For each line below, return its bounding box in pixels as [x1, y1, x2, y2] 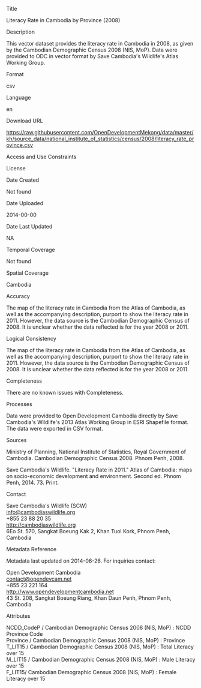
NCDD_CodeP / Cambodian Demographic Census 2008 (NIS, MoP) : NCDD [6, 624, 191, 631]
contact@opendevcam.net [6, 575, 72, 582]
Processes [6, 401, 32, 407]
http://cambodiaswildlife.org [6, 521, 76, 528]
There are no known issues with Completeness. [6, 389, 124, 396]
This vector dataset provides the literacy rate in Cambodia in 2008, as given [6, 40, 194, 47]
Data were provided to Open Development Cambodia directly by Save [6, 412, 178, 419]
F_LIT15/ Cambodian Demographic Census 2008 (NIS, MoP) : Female [6, 669, 177, 675]
